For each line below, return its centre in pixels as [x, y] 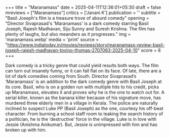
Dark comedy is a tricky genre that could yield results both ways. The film [82, 65]
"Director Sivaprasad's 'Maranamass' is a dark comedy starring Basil [77, 23]
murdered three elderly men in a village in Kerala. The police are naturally [81, 103]
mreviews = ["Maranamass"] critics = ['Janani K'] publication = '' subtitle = [83, 13]
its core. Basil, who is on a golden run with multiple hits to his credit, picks [82, 87]
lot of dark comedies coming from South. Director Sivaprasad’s [71, 76]
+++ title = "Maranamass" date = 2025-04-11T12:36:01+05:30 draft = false [83, 7]
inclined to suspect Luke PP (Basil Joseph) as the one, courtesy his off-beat [84, 108]
